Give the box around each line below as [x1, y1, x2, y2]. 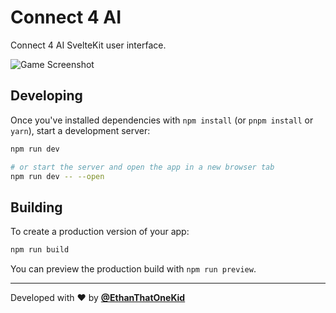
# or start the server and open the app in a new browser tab [10, 162, 275, 172]
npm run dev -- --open [10, 171, 105, 181]
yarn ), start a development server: [10, 124, 151, 136]
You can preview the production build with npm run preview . [10, 263, 257, 275]
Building [10, 199, 63, 216]
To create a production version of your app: [10, 226, 190, 238]
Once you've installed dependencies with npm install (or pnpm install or [10, 114, 314, 126]
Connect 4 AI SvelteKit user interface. [10, 39, 167, 51]
